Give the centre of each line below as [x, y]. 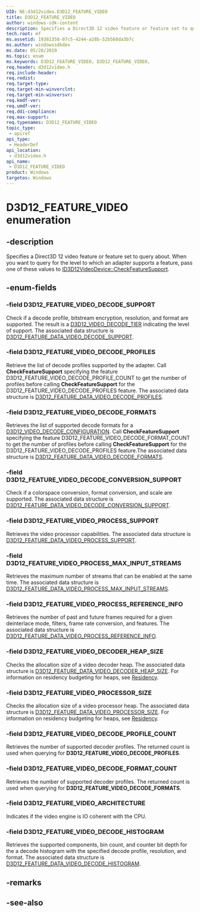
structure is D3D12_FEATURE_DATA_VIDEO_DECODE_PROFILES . [85, 396]
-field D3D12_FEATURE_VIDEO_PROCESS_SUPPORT [82, 521]
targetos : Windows [29, 178]
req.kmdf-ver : [24, 100]
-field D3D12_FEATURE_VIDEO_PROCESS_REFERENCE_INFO [95, 604]
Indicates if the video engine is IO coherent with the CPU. [76, 816]
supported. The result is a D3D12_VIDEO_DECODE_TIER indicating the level [98, 324]
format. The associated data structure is [55, 857]
